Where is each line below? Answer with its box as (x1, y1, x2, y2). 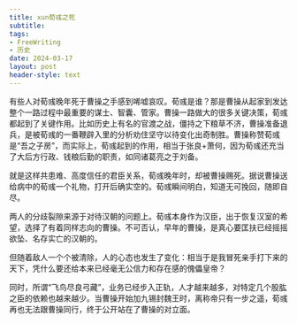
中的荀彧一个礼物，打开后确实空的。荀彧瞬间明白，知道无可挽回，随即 (24, 181, 280, 191)
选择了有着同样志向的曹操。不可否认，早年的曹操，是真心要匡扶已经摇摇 (24, 222, 288, 233)
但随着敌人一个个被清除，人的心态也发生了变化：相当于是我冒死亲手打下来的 (9, 251, 288, 262)
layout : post (9, 63, 57, 72)
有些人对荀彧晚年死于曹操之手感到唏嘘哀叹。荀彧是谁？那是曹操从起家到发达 (9, 96, 288, 106)
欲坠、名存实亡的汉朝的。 (9, 233, 103, 243)
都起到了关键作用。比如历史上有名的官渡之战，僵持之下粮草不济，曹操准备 (9, 118, 280, 128)
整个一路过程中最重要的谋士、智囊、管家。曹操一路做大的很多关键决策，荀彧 (9, 107, 288, 118)
